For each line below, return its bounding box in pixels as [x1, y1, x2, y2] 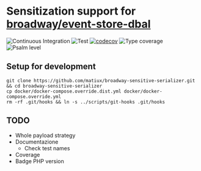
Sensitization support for [6, 4, 136, 18]
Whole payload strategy [15, 131, 76, 139]
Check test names [24, 144, 70, 152]
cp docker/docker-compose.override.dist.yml [6, 88, 122, 94]
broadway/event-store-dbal [6, 17, 151, 31]
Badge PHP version [15, 157, 64, 165]
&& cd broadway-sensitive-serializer [6, 83, 103, 89]
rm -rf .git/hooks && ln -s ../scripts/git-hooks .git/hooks [6, 99, 166, 105]
